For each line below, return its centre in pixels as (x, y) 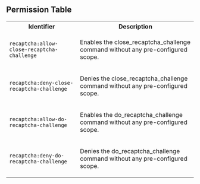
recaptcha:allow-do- (38, 119)
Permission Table (39, 10)
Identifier (42, 26)
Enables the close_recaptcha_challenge (135, 42)
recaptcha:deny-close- (41, 83)
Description (135, 26)
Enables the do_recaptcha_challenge (131, 115)
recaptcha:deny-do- (37, 156)
